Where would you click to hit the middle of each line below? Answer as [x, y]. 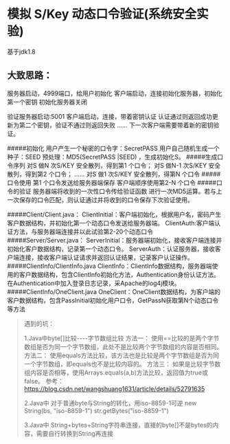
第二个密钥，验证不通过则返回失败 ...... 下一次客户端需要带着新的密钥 [116, 125]
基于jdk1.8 [21, 52]
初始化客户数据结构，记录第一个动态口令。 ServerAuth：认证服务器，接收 [111, 249]
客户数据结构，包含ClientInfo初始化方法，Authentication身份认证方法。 [119, 274]
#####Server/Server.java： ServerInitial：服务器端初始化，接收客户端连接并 [115, 240]
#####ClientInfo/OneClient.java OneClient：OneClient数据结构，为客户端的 [114, 291]
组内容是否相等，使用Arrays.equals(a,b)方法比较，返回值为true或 [116, 373]
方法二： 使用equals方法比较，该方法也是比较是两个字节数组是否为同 [122, 355]
